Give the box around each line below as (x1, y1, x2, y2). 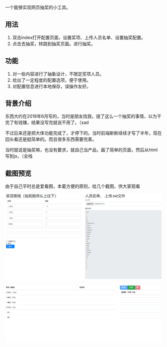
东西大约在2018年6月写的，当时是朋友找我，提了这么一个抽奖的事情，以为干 (5, 114, 162, 119)
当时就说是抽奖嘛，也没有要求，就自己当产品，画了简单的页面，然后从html (5, 147, 158, 153)
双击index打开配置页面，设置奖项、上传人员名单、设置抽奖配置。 (12, 34, 146, 40)
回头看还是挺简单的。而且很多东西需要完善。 (5, 136, 97, 142)
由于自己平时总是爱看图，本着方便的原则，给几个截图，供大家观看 (5, 183, 140, 189)
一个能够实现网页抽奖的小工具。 (5, 4, 71, 10)
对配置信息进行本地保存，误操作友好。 (12, 83, 91, 89)
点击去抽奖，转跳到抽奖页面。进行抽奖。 (12, 40, 95, 46)
